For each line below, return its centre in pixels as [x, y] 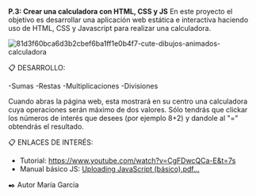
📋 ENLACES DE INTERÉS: [51, 142]
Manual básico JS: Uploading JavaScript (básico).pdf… [109, 169]
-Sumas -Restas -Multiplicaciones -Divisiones [83, 86]
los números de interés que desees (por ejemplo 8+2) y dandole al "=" [124, 118]
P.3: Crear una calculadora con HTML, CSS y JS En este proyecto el [120, 11]
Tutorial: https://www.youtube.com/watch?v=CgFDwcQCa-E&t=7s [128, 160]
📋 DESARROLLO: [37, 68]
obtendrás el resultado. [46, 126]
